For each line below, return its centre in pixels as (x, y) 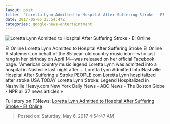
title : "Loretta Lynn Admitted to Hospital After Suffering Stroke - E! (85, 15)
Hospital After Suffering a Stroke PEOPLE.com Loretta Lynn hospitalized (81, 75)
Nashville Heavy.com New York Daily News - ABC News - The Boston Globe (85, 86)
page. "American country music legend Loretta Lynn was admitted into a (81, 64)
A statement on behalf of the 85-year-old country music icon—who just (80, 54)
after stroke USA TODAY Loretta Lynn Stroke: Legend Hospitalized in (77, 80)
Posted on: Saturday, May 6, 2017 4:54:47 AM (66, 116)
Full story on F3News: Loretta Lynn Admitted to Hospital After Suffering (80, 101)
